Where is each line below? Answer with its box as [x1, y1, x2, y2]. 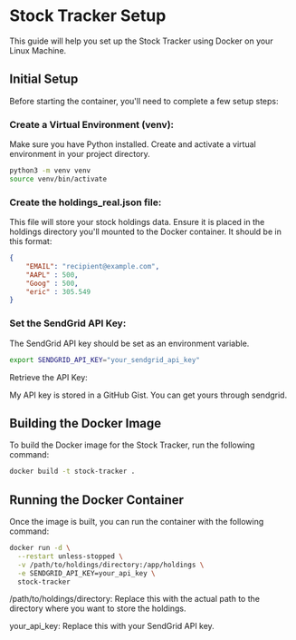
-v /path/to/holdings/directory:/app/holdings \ [17, 560, 205, 569]
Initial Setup [9, 72, 79, 87]
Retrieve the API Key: [9, 371, 88, 382]
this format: [9, 236, 53, 247]
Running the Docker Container [9, 492, 184, 507]
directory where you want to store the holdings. [9, 603, 187, 614]
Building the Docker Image [9, 415, 162, 431]
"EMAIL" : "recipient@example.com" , [25, 261, 160, 271]
